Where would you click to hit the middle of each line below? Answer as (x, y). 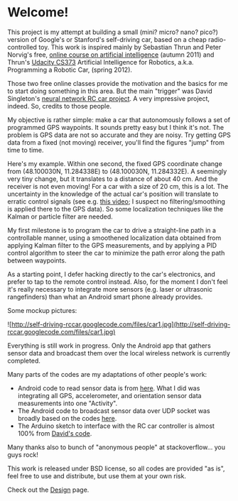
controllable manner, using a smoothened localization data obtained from (114, 238)
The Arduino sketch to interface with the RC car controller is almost (116, 426)
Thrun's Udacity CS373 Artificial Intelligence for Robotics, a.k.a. (101, 62)
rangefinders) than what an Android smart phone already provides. (105, 297)
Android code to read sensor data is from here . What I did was (109, 388)
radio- (217, 39)
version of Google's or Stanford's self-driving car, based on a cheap (107, 39)
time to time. (26, 150)
